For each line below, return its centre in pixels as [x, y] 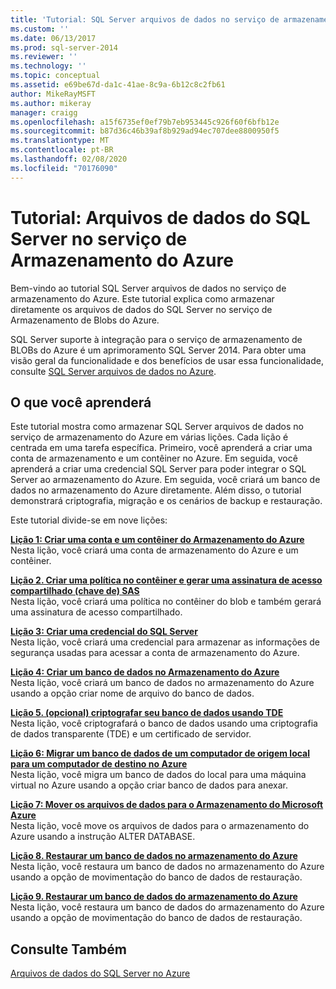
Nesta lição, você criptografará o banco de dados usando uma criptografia [164, 723]
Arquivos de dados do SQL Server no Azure [100, 973]
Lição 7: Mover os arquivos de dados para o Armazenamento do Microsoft [167, 805]
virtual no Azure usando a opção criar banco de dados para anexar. [149, 785]
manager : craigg [44, 112]
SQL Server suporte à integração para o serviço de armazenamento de [156, 339]
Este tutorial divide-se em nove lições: [89, 520]
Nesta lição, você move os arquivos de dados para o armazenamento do [160, 826]
